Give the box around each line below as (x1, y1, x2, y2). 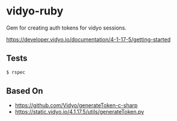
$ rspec (6, 69, 26, 75)
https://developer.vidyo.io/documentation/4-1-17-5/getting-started (6, 36, 171, 43)
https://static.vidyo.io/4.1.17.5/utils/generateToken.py (14, 108, 145, 116)
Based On (6, 86, 43, 96)
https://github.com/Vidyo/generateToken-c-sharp (14, 102, 138, 109)
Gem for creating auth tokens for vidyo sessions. (6, 24, 127, 31)
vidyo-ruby (6, 4, 64, 18)
